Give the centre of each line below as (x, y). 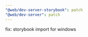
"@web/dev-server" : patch (33, 15)
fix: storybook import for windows (41, 29)
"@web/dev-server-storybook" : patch (44, 10)
